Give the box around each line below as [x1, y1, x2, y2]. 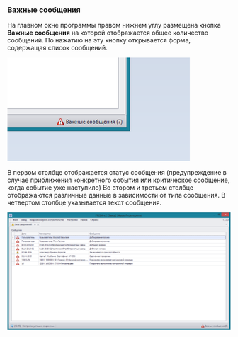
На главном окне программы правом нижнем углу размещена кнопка [7, 21, 221, 30]
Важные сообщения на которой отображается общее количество [7, 28, 209, 37]
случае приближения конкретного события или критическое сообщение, [7, 176, 230, 185]
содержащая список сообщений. [7, 44, 108, 52]
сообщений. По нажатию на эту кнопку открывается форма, [7, 36, 191, 45]
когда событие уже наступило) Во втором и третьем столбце [7, 183, 193, 192]
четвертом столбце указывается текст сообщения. [7, 198, 162, 207]
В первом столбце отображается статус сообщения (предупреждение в [7, 168, 227, 177]
